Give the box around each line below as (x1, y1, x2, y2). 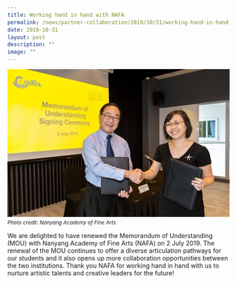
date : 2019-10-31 (7, 26, 59, 33)
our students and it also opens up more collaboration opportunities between (7, 254, 229, 262)
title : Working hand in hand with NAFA (7, 11, 125, 18)
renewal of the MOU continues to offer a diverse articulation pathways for (7, 246, 221, 255)
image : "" (7, 49, 37, 56)
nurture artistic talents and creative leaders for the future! (7, 269, 175, 277)
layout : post (7, 34, 46, 41)
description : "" (7, 41, 55, 49)
